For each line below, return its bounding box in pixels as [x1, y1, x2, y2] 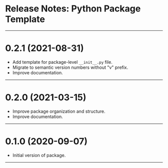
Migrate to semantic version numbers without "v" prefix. [12, 64, 128, 70]
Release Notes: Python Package [5, 3, 141, 14]
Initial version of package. [12, 152, 66, 158]
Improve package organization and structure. [12, 108, 106, 114]
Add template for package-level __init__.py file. [12, 59, 112, 65]
